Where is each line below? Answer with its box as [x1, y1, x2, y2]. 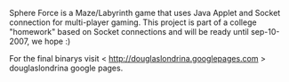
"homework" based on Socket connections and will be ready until [9, 27, 249, 37]
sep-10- [250, 27, 280, 37]
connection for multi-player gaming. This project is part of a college [9, 17, 257, 28]
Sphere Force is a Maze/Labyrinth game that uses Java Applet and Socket [9, 8, 281, 18]
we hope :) [31, 36, 71, 46]
